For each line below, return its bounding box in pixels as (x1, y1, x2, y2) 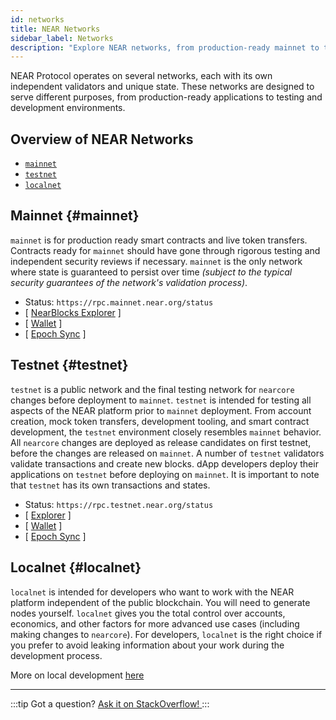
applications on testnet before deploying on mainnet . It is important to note (10, 468, 320, 480)
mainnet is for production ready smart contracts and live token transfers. (10, 234, 308, 246)
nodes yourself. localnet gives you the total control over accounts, (10, 607, 286, 619)
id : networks (10, 14, 65, 25)
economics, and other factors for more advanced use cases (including (10, 617, 300, 630)
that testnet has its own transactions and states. (10, 479, 211, 491)
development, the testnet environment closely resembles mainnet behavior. (10, 426, 322, 438)
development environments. (10, 102, 126, 114)
